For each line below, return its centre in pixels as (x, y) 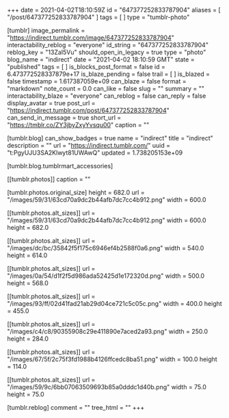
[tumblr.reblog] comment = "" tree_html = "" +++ (76, 407)
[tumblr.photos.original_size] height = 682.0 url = (76, 192)
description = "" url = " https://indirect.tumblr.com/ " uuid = (89, 145)
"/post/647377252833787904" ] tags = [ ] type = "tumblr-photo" (98, 17)
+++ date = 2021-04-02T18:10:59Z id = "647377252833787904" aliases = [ (114, 10)
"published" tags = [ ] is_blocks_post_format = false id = (86, 67)
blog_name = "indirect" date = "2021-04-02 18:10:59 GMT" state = (101, 60)
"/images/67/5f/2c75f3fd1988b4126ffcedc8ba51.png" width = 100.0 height (112, 359)
